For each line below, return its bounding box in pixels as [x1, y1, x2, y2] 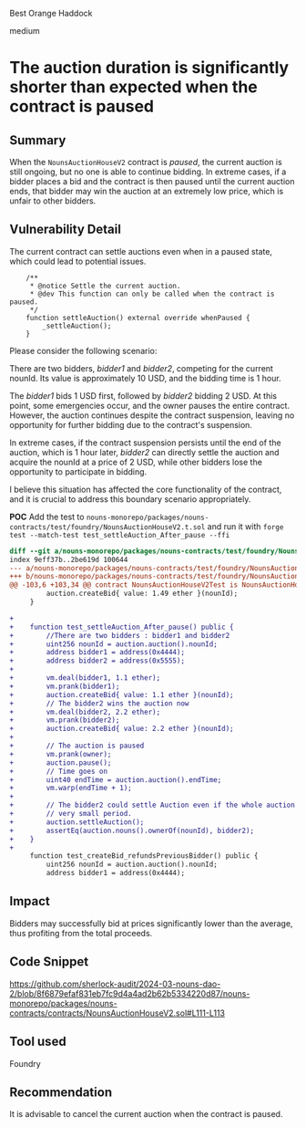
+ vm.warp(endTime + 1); [9, 784, 132, 793]
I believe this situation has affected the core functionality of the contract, [9, 484, 282, 495]
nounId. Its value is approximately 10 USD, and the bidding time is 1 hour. [9, 372, 281, 383]
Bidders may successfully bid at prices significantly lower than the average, [9, 917, 293, 929]
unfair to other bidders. [9, 195, 97, 206]
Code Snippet [9, 954, 89, 970]
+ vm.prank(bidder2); [9, 715, 120, 725]
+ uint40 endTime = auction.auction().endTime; [9, 775, 222, 784]
